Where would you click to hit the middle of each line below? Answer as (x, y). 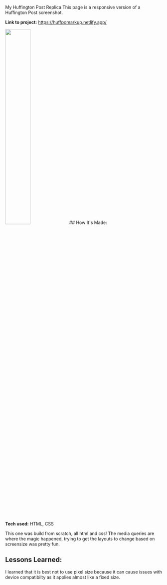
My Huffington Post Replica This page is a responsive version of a (73, 7)
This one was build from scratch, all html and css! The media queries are (80, 533)
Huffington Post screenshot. (34, 12)
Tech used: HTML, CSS (29, 524)
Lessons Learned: (34, 560)
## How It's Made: (88, 222)
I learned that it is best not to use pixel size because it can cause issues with (84, 571)
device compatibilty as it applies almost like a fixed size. (63, 577)
